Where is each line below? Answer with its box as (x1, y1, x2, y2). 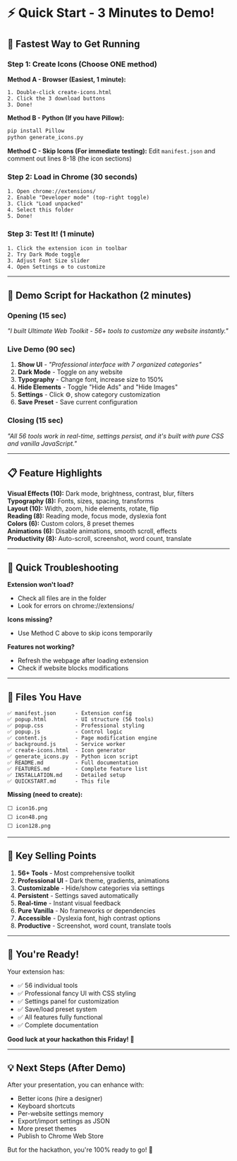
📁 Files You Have (7, 691, 82, 703)
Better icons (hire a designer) (17, 1095, 103, 1103)
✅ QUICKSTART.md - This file (7, 778, 110, 785)
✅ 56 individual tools (17, 981, 78, 989)
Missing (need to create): (7, 790, 83, 798)
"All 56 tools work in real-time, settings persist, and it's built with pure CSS (7, 431, 224, 440)
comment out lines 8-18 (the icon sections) (7, 154, 132, 163)
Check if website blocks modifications (17, 664, 129, 672)
